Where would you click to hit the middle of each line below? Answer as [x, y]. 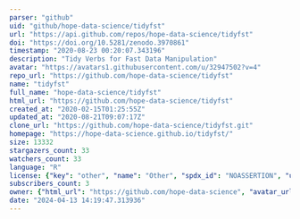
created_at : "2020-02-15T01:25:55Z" [77, 109]
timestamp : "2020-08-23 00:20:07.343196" [87, 51]
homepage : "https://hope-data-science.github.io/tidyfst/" [121, 134]
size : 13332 [31, 142]
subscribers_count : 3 [50, 184]
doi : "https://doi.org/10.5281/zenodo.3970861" [100, 42]
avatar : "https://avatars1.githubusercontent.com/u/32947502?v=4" [135, 68]
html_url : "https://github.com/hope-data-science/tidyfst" [121, 101]
